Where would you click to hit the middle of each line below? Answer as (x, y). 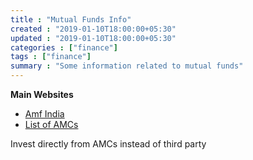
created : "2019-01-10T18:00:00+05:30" (93, 29)
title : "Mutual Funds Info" (71, 19)
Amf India (44, 114)
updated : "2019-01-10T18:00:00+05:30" (93, 38)
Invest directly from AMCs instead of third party (108, 144)
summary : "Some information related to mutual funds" (127, 66)
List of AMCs (51, 124)
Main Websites (42, 94)
